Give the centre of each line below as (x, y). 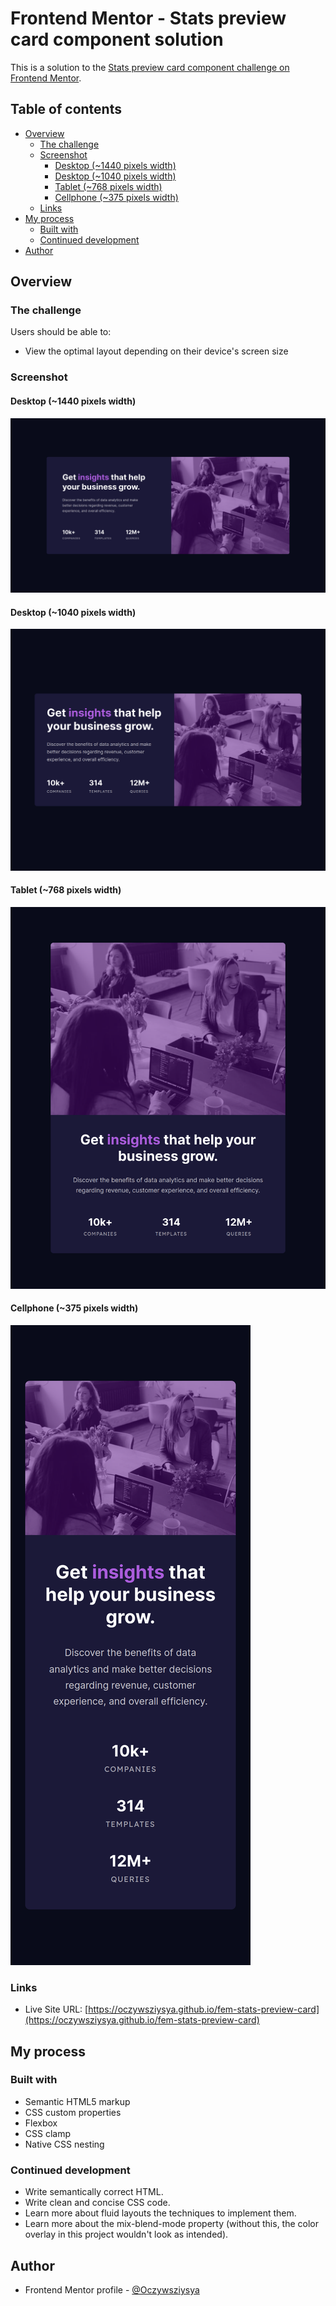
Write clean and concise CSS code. (97, 2203)
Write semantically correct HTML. (94, 2192)
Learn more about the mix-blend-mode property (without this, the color (172, 2224)
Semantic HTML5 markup (77, 2101)
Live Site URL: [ (56, 2009)
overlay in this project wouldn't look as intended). (126, 2234)
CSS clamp (48, 2133)
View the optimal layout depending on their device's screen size (156, 351)
